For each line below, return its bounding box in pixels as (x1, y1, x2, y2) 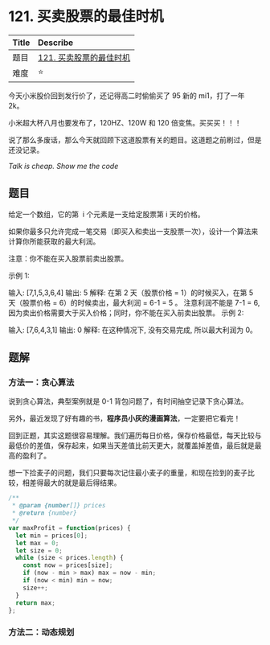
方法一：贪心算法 (8, 377, 75, 388)
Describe (37, 37, 74, 48)
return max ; (15, 598, 56, 607)
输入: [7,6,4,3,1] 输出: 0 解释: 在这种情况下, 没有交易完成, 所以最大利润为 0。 (8, 325, 257, 335)
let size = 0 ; (15, 546, 63, 555)
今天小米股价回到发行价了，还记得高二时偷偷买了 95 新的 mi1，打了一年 (8, 90, 245, 101)
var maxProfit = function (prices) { (8, 524, 131, 532)
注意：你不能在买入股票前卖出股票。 (8, 253, 129, 263)
